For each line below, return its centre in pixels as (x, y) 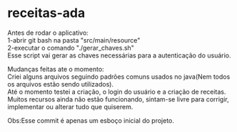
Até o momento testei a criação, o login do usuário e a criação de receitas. (117, 92)
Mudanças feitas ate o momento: (56, 69)
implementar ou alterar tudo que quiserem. (70, 106)
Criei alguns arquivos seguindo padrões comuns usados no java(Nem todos (119, 77)
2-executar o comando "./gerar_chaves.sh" (71, 48)
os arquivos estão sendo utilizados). (61, 84)
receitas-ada (46, 13)
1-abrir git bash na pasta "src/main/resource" (74, 40)
